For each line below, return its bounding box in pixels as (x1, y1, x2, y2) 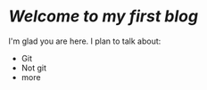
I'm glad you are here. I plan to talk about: (8, 36, 161, 46)
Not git (21, 62, 46, 73)
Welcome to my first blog (8, 6, 198, 27)
